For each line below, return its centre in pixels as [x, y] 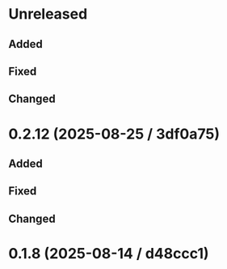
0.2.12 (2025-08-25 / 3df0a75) [114, 134]
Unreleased [48, 14]
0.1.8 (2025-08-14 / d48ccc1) [109, 253]
